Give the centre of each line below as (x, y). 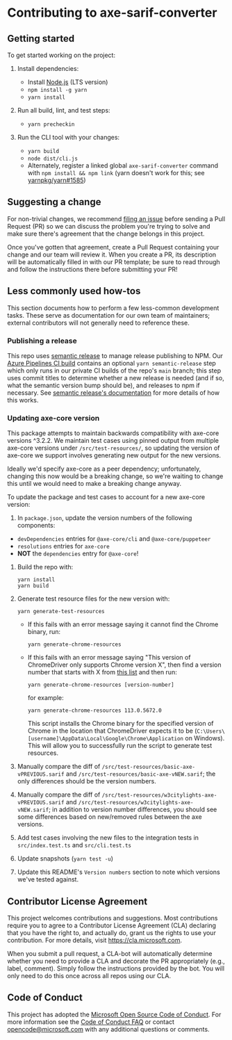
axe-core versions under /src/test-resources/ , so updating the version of (114, 448)
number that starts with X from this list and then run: (102, 672)
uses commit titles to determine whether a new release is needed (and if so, (116, 377)
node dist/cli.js (53, 159)
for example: (45, 698)
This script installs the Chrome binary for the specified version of (121, 724)
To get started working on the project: (61, 55)
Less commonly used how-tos (74, 291)
